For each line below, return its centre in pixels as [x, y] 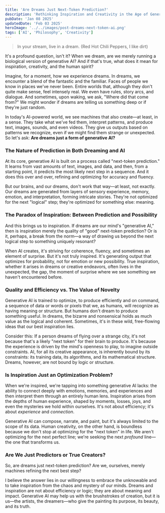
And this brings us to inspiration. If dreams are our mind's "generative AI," [80, 226]
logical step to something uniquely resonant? [50, 241]
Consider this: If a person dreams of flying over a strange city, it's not [75, 336]
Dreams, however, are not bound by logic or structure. [60, 362]
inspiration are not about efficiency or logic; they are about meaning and [78, 491]
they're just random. [26, 107]
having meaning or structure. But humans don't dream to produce [71, 311]
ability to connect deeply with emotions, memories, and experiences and [79, 391]
